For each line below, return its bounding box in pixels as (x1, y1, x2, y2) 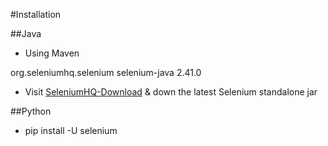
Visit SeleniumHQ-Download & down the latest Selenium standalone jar (24, 86, 318, 98)
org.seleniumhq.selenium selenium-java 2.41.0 (10, 67, 202, 78)
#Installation (10, 9, 62, 20)
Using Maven (24, 47, 80, 59)
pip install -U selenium (24, 125, 118, 136)
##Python (10, 105, 52, 117)
